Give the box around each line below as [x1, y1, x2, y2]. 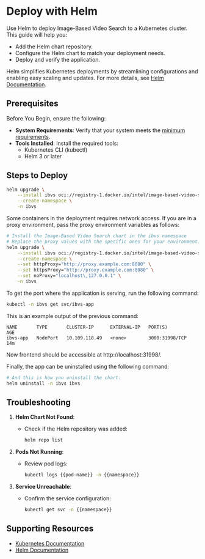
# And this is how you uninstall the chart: [6, 374, 121, 380]
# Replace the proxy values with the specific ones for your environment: [6, 239, 201, 245]
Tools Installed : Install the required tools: [15, 139, 119, 147]
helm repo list [24, 437, 63, 443]
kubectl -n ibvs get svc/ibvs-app [6, 301, 95, 307]
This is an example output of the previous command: [6, 312, 139, 319]
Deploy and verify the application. [15, 56, 101, 63]
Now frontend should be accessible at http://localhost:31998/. [6, 350, 162, 358]
